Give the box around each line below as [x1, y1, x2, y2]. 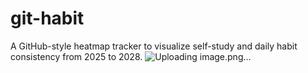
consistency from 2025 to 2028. [10, 50, 143, 62]
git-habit [10, 7, 85, 30]
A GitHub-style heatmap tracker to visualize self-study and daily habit [10, 40, 298, 52]
